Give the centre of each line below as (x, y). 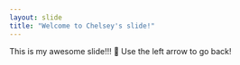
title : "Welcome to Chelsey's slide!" (82, 26)
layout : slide (36, 17)
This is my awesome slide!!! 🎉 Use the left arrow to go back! (120, 51)
